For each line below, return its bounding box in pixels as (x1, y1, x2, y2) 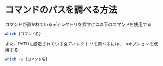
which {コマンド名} (5, 31, 41, 36)
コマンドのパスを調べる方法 (5, 4, 118, 16)
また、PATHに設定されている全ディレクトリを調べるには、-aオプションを (5, 41, 154, 46)
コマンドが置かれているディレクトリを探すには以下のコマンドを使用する (5, 22, 152, 27)
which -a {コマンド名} (5, 57, 48, 62)
